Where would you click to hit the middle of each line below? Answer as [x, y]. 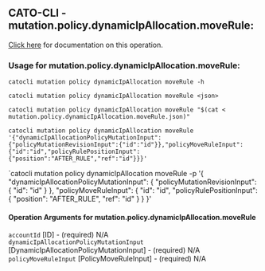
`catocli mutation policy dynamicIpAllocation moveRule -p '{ [106, 174]
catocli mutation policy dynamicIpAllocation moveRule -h [106, 82]
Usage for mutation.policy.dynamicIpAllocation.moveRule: [124, 65]
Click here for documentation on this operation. [86, 45]
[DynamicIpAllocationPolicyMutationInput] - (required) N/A [104, 250]
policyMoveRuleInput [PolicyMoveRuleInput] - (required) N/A [107, 259]
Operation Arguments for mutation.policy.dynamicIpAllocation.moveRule [132, 217]
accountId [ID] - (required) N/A [58, 235]
